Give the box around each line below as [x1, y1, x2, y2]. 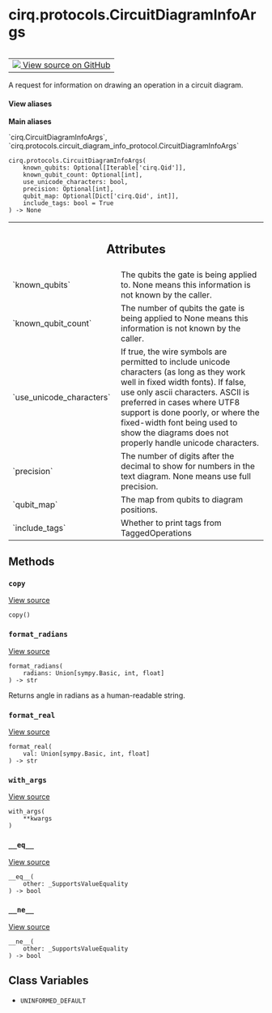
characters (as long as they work [121, 366, 246, 378]
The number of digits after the [121, 450, 235, 461]
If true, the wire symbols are [121, 346, 227, 357]
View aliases [8, 99, 53, 109]
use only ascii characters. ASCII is [121, 387, 249, 398]
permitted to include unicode [121, 356, 231, 367]
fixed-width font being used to [121, 417, 238, 428]
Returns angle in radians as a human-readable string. [8, 690, 186, 700]
